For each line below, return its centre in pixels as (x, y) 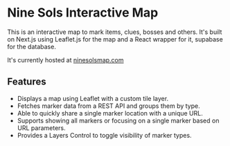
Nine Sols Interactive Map (83, 13)
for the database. (32, 46)
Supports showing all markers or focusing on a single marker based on (118, 120)
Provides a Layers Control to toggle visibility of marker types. (104, 135)
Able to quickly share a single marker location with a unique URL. (110, 113)
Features (27, 82)
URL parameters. (41, 128)
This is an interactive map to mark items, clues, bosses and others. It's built (115, 32)
